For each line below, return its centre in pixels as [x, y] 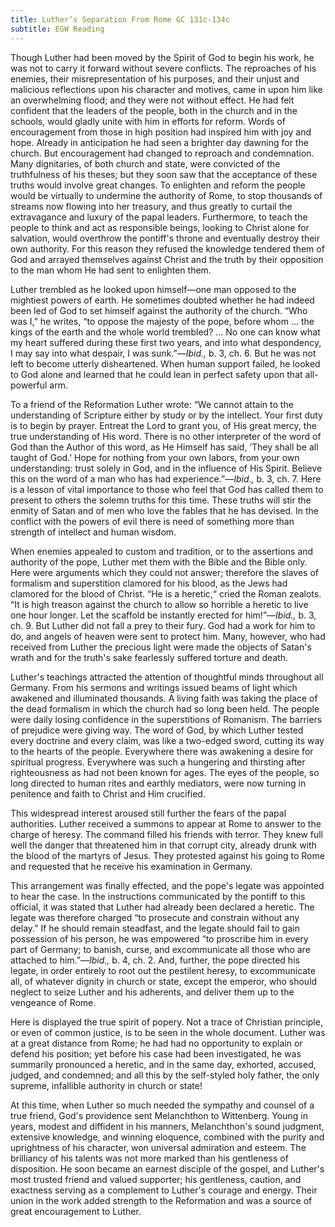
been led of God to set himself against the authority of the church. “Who [159, 310]
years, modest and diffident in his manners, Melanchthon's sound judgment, [167, 1126]
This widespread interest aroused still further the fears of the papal [148, 813]
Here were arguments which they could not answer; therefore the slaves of [164, 572]
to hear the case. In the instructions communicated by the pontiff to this [158, 896]
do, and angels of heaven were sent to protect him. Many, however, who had [168, 636]
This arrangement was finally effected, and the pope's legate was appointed [167, 885]
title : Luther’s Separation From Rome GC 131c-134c [120, 19]
